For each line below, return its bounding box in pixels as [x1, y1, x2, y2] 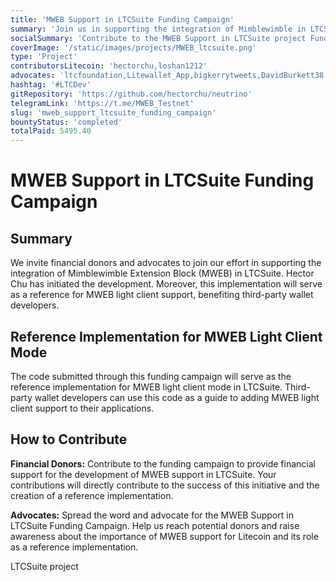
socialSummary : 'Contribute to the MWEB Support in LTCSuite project [10, 33, 307, 43]
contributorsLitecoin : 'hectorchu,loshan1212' [10, 61, 208, 71]
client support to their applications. [10, 402, 155, 414]
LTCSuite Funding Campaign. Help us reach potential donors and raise [10, 519, 300, 531]
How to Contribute [10, 431, 128, 448]
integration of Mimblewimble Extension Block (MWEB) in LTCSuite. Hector [10, 267, 315, 280]
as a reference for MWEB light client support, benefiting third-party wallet [10, 289, 314, 301]
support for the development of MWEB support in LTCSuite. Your [10, 468, 277, 480]
